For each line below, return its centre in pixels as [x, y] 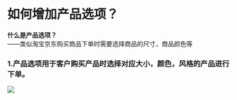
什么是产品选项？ [32, 35]
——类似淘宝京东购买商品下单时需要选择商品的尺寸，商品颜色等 [100, 43]
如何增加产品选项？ [63, 14]
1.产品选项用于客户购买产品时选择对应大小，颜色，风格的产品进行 [119, 64]
